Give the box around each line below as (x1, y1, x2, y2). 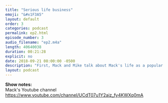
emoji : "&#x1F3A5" (5, 12, 44, 17)
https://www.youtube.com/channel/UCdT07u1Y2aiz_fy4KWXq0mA (5, 92, 144, 98)
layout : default (5, 16, 39, 21)
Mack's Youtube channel (5, 87, 57, 92)
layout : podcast (5, 68, 39, 73)
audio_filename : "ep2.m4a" (5, 40, 62, 45)
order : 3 (5, 21, 24, 26)
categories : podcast (5, 26, 49, 31)
